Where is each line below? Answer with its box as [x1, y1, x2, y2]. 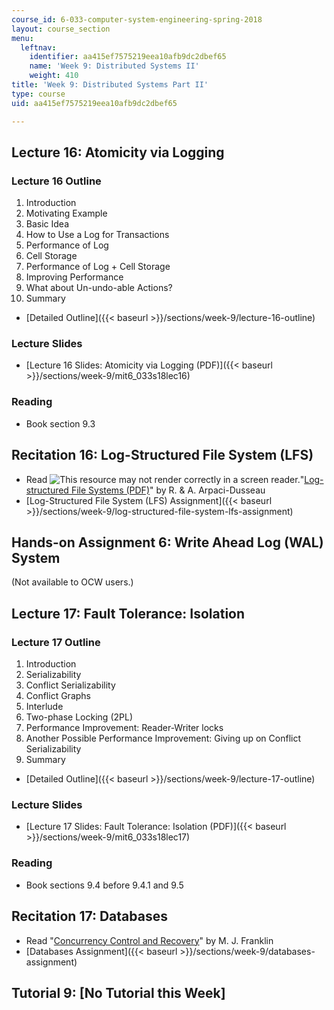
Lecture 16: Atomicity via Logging [11, 144, 225, 161]
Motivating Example [25, 207, 108, 220]
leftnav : [20, 42, 57, 53]
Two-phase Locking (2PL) [25, 711, 133, 723]
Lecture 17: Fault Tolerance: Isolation [11, 605, 246, 622]
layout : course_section [11, 24, 111, 34]
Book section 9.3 [25, 417, 96, 430]
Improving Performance [25, 271, 124, 283]
